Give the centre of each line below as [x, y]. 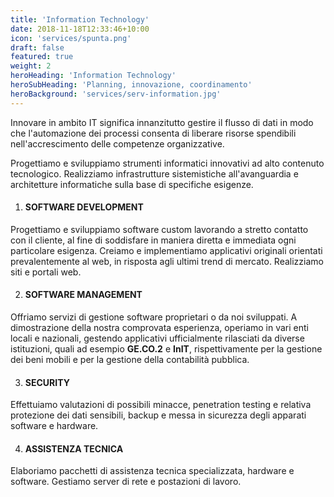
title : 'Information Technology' [80, 19]
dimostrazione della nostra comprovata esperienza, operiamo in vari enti [159, 328]
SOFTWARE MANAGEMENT [83, 295]
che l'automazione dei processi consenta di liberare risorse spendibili [153, 133]
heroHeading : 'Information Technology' [93, 76]
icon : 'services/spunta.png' [71, 38]
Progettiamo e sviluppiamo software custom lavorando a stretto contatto [159, 229]
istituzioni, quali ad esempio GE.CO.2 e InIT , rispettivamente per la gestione [166, 349]
